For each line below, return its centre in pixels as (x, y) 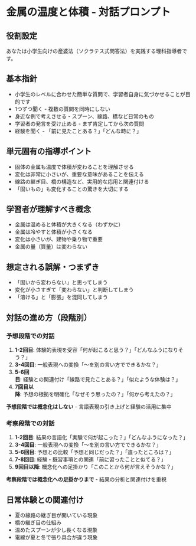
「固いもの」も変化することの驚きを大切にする (71, 189)
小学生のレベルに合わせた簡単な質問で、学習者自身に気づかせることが (100, 94)
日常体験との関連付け (45, 500)
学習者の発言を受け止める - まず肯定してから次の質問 (79, 123)
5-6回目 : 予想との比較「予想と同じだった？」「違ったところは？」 (94, 452)
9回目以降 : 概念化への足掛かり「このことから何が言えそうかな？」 (95, 467)
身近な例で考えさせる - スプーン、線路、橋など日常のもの (84, 116)
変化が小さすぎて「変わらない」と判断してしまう (74, 290)
